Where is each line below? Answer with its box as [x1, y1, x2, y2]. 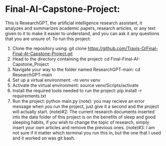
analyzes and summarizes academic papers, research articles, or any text [5, 25, 156, 31]
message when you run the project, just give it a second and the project [12, 103, 160, 109]
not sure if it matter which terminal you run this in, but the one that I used [12, 130, 161, 136]
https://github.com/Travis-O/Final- [87, 45, 158, 51]
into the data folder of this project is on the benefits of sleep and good [12, 114, 156, 120]
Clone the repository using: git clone [12, 45, 87, 51]
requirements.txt [12, 93, 47, 99]
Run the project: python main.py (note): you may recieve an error [12, 98, 145, 104]
